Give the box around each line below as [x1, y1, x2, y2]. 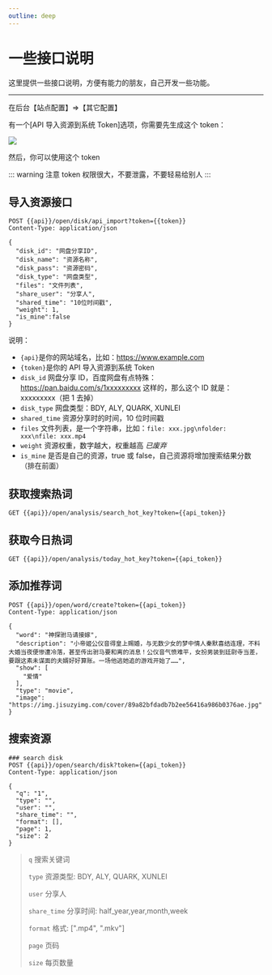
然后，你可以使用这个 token [8, 152, 100, 162]
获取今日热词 [8, 532, 73, 547]
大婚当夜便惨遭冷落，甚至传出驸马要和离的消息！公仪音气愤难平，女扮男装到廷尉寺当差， [8, 648, 261, 656]
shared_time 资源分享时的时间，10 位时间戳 [19, 413, 164, 423]
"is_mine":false [15, 313, 70, 321]
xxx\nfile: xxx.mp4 [19, 433, 87, 441]
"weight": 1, [15, 306, 60, 314]
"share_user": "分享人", [15, 290, 96, 298]
